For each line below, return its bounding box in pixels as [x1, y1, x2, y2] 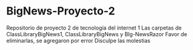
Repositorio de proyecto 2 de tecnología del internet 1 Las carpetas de [6, 24, 182, 31]
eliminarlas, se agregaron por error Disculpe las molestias [6, 37, 151, 44]
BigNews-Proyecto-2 [6, 4, 115, 18]
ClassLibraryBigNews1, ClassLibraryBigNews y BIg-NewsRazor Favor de [6, 30, 188, 37]
